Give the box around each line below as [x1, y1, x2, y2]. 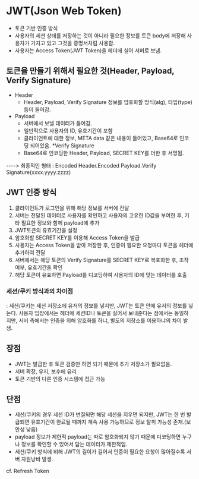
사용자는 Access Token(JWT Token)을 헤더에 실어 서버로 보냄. [14, 46, 162, 54]
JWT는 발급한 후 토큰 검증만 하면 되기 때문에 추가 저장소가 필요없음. [14, 360, 172, 367]
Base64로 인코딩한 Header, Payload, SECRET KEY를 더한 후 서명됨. [23, 149, 184, 156]
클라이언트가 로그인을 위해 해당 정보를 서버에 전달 [14, 204, 129, 212]
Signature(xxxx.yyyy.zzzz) [6, 168, 71, 176]
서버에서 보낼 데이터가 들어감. [23, 119, 92, 127]
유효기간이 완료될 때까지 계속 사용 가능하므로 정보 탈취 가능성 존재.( [30, 418, 187, 426]
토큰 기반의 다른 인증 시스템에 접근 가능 [14, 375, 106, 382]
